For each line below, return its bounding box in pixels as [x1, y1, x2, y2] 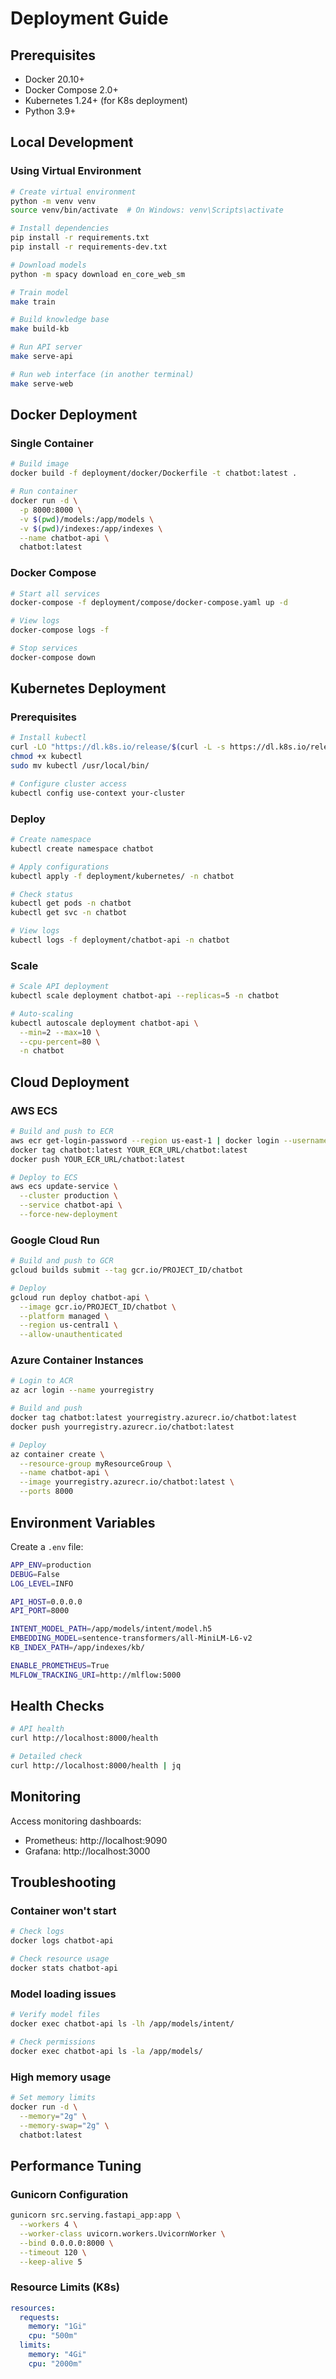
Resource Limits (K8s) [10, 2280, 121, 2294]
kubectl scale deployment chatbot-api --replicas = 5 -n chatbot [10, 991, 280, 1001]
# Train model [10, 287, 70, 297]
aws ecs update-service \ [10, 1182, 118, 1192]
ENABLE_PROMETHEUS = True [10, 1660, 110, 1671]
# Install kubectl [10, 733, 87, 743]
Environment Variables [10, 1514, 156, 1531]
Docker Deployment [10, 407, 138, 424]
